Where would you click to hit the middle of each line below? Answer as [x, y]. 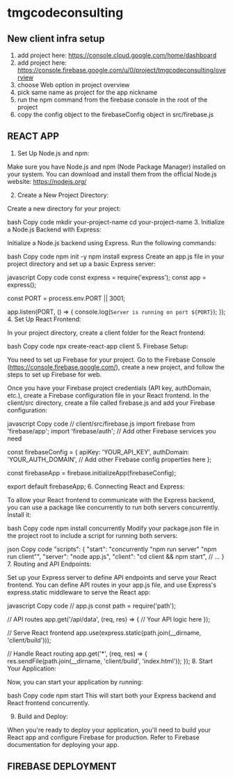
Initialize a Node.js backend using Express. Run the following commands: [112, 243]
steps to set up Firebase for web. [55, 374]
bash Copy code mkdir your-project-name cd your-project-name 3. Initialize [116, 222]
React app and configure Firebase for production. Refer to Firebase [103, 737]
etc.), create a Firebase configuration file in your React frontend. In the [108, 395]
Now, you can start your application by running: [75, 682]
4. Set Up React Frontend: [44, 319]
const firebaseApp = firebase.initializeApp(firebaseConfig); [91, 472]
